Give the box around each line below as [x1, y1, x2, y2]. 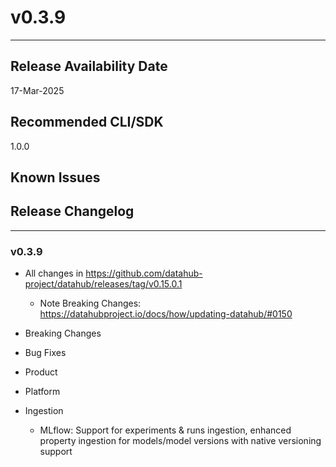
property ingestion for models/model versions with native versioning [39, 435, 322, 447]
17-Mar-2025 [10, 84, 65, 96]
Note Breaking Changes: [39, 297, 142, 310]
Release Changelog [10, 203, 135, 220]
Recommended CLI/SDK [10, 114, 164, 131]
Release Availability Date [10, 58, 168, 75]
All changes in [24, 267, 84, 280]
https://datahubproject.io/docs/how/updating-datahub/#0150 [39, 308, 293, 320]
